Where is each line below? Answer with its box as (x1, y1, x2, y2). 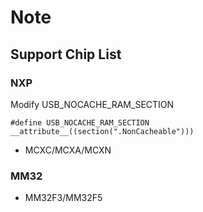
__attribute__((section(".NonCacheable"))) (10, 126, 195, 136)
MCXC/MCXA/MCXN (24, 144, 112, 156)
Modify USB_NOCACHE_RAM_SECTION (10, 98, 175, 110)
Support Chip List (10, 46, 122, 63)
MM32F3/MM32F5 (24, 192, 103, 204)
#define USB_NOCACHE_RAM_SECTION (10, 117, 150, 128)
